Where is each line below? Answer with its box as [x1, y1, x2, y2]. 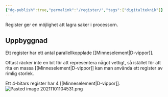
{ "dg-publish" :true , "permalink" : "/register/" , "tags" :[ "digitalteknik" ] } [5, 7, 163, 13]
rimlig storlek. [5, 70, 34, 77]
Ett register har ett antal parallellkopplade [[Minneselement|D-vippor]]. [5, 50, 154, 56]
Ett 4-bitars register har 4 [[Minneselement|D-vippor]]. [5, 80, 121, 87]
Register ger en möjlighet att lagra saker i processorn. [5, 21, 118, 28]
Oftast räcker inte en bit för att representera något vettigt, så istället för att [5, 60, 161, 66]
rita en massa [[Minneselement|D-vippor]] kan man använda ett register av [5, 65, 163, 71]
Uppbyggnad [5, 36, 48, 45]
